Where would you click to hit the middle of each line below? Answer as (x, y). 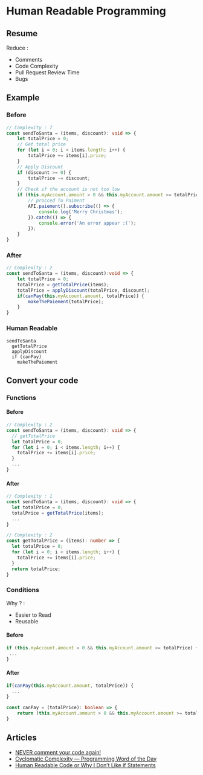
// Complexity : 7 (29, 127)
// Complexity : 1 (29, 497)
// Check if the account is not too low (69, 189)
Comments (29, 59)
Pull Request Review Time (47, 72)
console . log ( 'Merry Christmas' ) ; (80, 212)
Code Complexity (37, 66)
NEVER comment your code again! (58, 752)
